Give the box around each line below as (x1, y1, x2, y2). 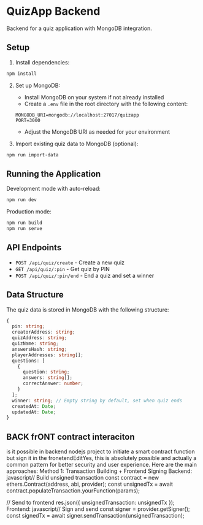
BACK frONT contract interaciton (6, 431, 135, 442)
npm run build (6, 220, 43, 226)
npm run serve (6, 226, 43, 232)
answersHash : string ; (12, 346, 67, 352)
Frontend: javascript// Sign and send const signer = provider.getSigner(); (6, 505, 190, 513)
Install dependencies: (15, 58, 70, 66)
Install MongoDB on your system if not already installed (24, 93, 164, 101)
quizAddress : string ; (12, 335, 67, 341)
